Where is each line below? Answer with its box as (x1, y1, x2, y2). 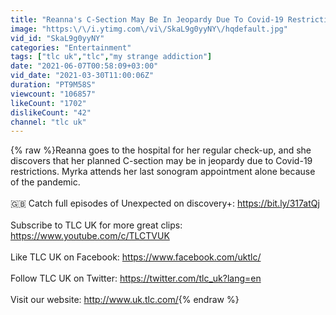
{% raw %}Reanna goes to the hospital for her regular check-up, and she (10, 144, 312, 156)
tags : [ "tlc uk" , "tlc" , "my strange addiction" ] (10, 52, 213, 62)
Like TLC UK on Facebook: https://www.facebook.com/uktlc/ (10, 251, 262, 263)
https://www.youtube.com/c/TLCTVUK (10, 230, 170, 242)
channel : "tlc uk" (10, 117, 87, 127)
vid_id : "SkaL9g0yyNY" (10, 33, 105, 43)
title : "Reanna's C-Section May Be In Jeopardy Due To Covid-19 (10, 14, 284, 25)
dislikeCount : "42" (10, 107, 92, 118)
